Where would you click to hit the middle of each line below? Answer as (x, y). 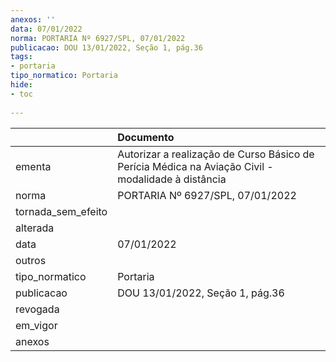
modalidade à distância (172, 179)
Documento (146, 137)
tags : (21, 57)
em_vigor (36, 325)
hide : (21, 85)
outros (31, 260)
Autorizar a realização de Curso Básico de (216, 154)
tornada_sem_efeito (61, 211)
